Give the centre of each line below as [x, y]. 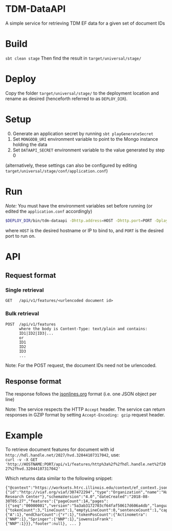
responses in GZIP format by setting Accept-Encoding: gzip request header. [85, 414]
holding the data [30, 144]
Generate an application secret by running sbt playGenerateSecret [83, 134]
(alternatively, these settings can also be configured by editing [71, 165]
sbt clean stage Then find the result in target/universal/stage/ [73, 58]
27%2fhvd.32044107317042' [33, 469]
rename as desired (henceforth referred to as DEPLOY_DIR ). [67, 99]
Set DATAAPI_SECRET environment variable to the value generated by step [89, 150]
